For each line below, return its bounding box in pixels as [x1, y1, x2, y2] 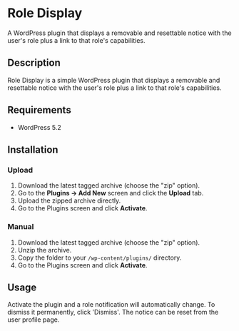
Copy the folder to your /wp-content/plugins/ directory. [17, 253, 182, 262]
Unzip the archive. [17, 245, 72, 254]
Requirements [7, 104, 71, 116]
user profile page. [7, 315, 60, 324]
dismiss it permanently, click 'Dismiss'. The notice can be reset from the [7, 308, 219, 317]
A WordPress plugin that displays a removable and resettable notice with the [7, 29, 232, 37]
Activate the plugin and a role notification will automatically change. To [7, 300, 215, 309]
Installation [7, 143, 59, 156]
